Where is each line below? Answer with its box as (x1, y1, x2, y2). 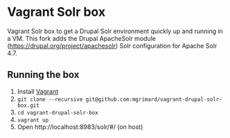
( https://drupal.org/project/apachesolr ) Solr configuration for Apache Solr (7, 41, 218, 50)
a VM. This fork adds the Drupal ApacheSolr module (7, 34, 156, 42)
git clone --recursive (17, 96, 83, 103)
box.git (17, 101, 39, 109)
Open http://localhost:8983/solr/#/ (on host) (17, 122, 143, 131)
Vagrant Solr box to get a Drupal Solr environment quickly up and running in (7, 27, 223, 35)
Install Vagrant (17, 87, 59, 95)
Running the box (7, 69, 80, 81)
